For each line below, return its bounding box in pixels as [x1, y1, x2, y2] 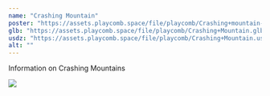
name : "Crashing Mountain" [8, 11, 99, 20]
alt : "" [8, 42, 35, 50]
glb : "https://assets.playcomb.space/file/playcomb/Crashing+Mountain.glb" [8, 26, 268, 34]
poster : [8, 19, 35, 27]
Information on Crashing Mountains [8, 63, 126, 73]
